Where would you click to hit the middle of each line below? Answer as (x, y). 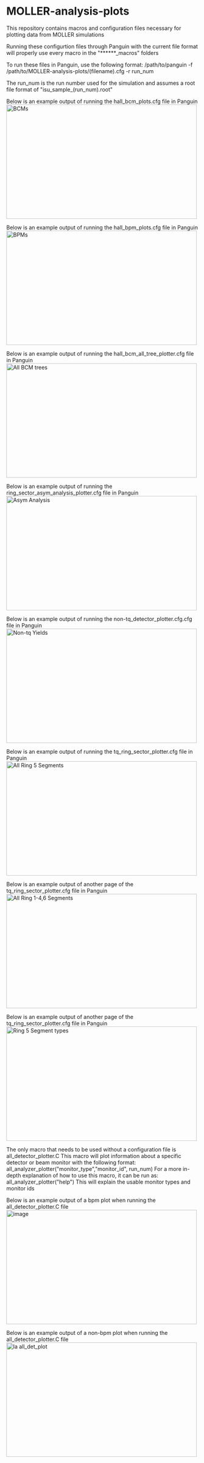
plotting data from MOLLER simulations (55, 34)
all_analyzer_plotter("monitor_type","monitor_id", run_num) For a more (94, 1168)
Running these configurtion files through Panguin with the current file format (102, 46)
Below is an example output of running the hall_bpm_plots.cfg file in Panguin (102, 227)
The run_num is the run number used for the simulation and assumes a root (101, 83)
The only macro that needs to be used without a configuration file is (91, 1149)
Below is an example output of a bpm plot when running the (81, 1200)
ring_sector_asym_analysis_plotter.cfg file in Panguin (72, 493)
